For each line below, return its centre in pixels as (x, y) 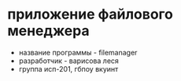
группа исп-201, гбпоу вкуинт (68, 69)
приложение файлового (90, 14)
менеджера (48, 31)
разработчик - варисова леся (69, 61)
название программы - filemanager (78, 52)
